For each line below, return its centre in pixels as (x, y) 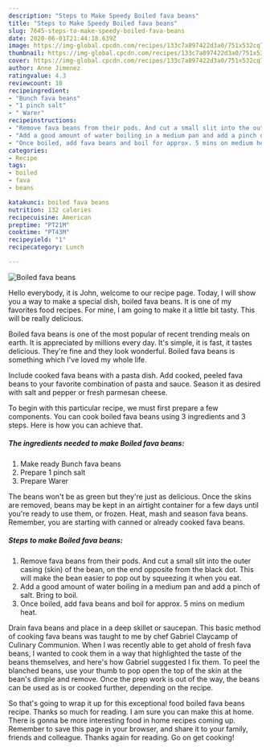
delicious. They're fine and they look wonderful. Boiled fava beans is (122, 351)
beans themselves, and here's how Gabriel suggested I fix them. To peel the (134, 661)
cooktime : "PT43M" (39, 233)
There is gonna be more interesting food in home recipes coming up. (122, 720)
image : (19, 46)
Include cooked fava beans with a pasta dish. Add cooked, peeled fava (126, 375)
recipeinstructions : (43, 121)
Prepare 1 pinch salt (53, 472)
